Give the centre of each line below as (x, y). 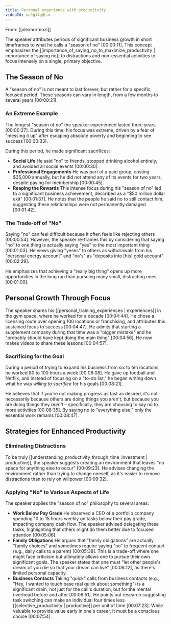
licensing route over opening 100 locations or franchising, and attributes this (86, 321)
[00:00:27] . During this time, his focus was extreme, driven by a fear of (80, 130)
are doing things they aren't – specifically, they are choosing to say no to (82, 405)
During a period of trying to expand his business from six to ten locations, (82, 367)
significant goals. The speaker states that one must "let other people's (87, 562)
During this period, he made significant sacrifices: (58, 151)
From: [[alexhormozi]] (28, 29)
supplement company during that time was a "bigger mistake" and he (78, 332)
